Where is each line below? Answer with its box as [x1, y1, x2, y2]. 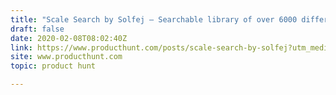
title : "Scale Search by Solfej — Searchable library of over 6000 [10, 14, 298, 25]
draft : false [10, 24, 65, 34]
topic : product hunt [10, 61, 97, 71]
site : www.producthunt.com [10, 52, 123, 62]
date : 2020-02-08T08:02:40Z [10, 33, 128, 43]
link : [10, 42, 33, 53]
